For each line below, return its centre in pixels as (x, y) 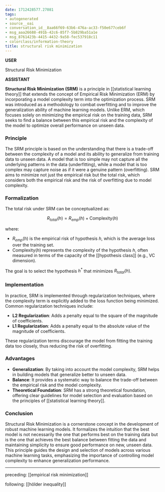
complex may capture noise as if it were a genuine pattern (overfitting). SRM (82, 170)
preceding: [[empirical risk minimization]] (47, 475)
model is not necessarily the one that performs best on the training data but (82, 434)
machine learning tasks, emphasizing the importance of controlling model (80, 456)
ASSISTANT (18, 79)
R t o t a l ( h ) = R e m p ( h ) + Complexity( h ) (82, 219)
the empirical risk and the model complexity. (57, 385)
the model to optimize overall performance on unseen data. (65, 125)
